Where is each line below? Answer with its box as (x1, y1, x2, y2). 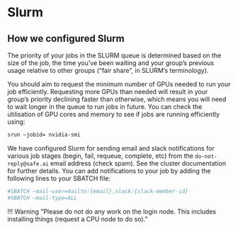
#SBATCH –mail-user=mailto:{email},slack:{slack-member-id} (7, 188, 189, 195)
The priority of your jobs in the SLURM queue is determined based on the (7, 51, 222, 59)
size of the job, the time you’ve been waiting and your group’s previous (7, 59, 215, 67)
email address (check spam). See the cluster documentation (50, 159, 227, 167)
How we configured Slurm (7, 33, 125, 45)
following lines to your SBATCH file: (7, 174, 111, 183)
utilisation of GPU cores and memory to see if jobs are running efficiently (7, 110, 220, 118)
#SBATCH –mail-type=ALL (7, 194, 78, 202)
